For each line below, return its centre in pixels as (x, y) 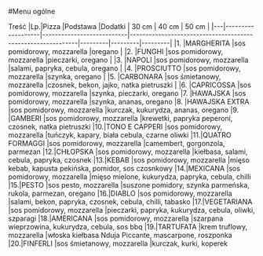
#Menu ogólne (32, 11)
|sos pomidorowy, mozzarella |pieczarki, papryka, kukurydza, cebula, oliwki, (131, 210)
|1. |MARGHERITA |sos (210, 43)
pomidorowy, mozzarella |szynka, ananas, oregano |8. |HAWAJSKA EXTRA (129, 102)
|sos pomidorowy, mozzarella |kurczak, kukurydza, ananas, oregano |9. (124, 110)
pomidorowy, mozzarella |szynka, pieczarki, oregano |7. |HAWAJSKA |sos (127, 93)
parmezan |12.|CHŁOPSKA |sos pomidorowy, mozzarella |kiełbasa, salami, (128, 152)
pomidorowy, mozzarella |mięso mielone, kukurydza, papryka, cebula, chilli (130, 177)
